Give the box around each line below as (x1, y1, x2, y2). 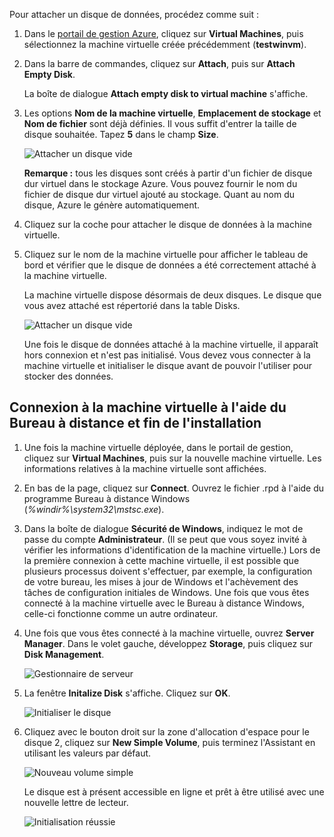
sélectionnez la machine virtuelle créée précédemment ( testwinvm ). (23, 39, 307, 50)
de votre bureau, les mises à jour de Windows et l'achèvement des (23, 575, 299, 588)
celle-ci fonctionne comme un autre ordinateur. (23, 607, 219, 619)
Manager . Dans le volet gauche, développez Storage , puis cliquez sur (23, 637, 314, 649)
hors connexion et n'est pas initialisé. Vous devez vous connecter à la (23, 349, 311, 361)
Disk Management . (23, 648, 105, 660)
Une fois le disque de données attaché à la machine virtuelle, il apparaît (23, 339, 319, 350)
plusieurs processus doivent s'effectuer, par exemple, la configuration (23, 565, 313, 577)
